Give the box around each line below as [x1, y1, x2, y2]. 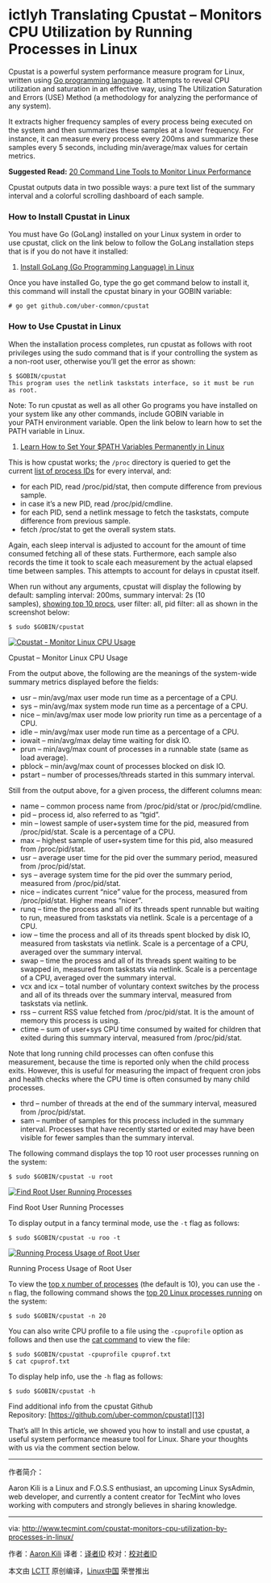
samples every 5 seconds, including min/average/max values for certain [8, 142, 248, 152]
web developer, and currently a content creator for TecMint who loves [8, 1492, 240, 1501]
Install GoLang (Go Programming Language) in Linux [19, 262, 195, 272]
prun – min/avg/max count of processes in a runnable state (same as [19, 744, 248, 754]
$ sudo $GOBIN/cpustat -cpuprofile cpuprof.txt [8, 1350, 172, 1358]
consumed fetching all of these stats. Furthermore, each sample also [8, 548, 237, 558]
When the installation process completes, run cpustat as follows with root [8, 339, 252, 349]
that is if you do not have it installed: [8, 246, 129, 256]
